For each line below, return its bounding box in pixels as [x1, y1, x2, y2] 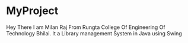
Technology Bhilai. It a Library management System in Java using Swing [6, 29, 182, 37]
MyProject [6, 4, 59, 18]
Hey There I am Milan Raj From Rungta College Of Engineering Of [6, 24, 165, 31]
